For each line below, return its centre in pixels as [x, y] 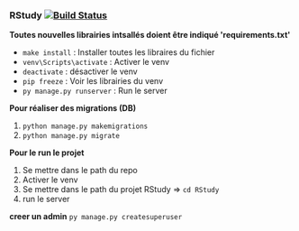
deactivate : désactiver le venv [80, 71]
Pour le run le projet [47, 152]
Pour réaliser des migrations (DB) [73, 108]
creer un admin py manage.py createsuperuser [96, 217]
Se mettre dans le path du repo [80, 171]
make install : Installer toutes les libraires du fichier [118, 52]
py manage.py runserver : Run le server [95, 91]
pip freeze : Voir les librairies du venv [93, 81]
